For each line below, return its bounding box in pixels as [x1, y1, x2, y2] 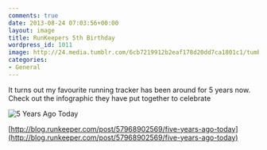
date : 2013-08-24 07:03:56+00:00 [8, 19, 119, 27]
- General [8, 63, 41, 71]
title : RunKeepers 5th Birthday [8, 33, 115, 42]
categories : [8, 56, 48, 64]
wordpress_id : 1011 [8, 41, 73, 49]
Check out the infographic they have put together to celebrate [8, 93, 211, 103]
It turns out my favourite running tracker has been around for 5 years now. [8, 85, 251, 94]
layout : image [8, 26, 56, 34]
